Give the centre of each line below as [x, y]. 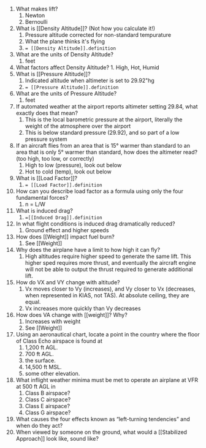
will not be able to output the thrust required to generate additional [109, 269]
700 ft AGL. [39, 354]
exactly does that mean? [47, 113]
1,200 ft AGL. [41, 347]
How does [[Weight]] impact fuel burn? [65, 237]
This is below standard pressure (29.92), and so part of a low [102, 132]
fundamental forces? [42, 198]
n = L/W [35, 204]
